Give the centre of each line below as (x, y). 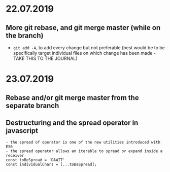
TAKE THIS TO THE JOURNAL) (45, 58)
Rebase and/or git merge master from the (72, 98)
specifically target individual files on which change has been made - (84, 53)
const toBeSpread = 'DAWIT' (36, 160)
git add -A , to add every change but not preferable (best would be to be (89, 48)
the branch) (25, 35)
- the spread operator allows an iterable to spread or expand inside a (84, 151)
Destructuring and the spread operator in (72, 123)
